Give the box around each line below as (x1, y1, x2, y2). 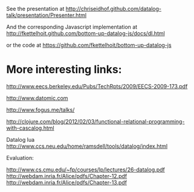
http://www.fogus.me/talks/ (6, 106, 75, 113)
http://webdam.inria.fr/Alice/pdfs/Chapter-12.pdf (6, 172, 128, 179)
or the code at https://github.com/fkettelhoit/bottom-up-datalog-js (6, 42, 172, 48)
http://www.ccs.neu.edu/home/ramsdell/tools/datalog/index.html (6, 142, 168, 150)
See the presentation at (6, 5, 65, 12)
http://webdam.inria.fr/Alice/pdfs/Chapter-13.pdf (6, 179, 128, 186)
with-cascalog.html (6, 124, 54, 131)
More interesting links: (6, 63, 122, 76)
